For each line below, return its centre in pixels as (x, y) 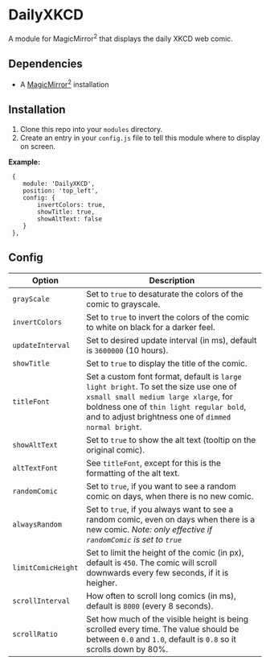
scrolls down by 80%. (127, 649)
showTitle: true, (66, 212)
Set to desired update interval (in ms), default (171, 340)
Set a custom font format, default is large (164, 376)
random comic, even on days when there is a (170, 519)
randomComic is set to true (134, 539)
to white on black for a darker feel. (150, 327)
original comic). (115, 450)
